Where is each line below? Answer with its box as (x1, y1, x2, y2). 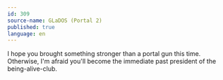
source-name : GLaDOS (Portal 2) (7, 17, 102, 24)
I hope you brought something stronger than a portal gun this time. (7, 50, 201, 58)
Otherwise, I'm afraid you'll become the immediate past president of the (7, 57, 217, 66)
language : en (7, 30, 46, 38)
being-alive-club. (7, 64, 58, 73)
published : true (7, 23, 55, 30)
